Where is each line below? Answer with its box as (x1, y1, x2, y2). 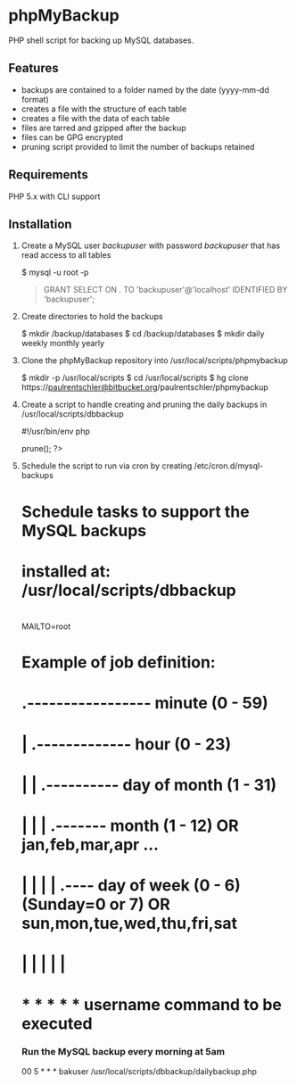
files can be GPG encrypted (21, 131, 124, 143)
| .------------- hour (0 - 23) (21, 733, 232, 754)
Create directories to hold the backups (21, 311, 163, 322)
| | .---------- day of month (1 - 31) (21, 774, 277, 795)
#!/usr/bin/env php (21, 426, 90, 437)
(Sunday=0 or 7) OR (21, 894, 170, 915)
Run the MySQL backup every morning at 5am (21, 1046, 225, 1058)
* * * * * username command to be (21, 995, 283, 1015)
